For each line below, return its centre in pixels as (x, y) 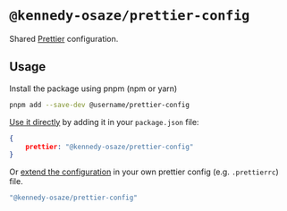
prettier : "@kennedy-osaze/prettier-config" (110, 147)
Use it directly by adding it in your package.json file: (104, 122)
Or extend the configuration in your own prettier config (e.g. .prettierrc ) (144, 172)
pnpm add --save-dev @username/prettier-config (100, 105)
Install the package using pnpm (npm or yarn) (93, 89)
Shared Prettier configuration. (64, 38)
